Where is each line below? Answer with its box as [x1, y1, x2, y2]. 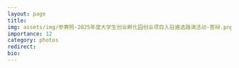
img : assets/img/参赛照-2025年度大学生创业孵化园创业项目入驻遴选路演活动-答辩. [7, 23, 224, 30]
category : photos [7, 37, 59, 44]
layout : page [7, 10, 46, 18]
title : [7, 17, 27, 24]
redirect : [7, 43, 37, 50]
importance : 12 [7, 30, 53, 38]
